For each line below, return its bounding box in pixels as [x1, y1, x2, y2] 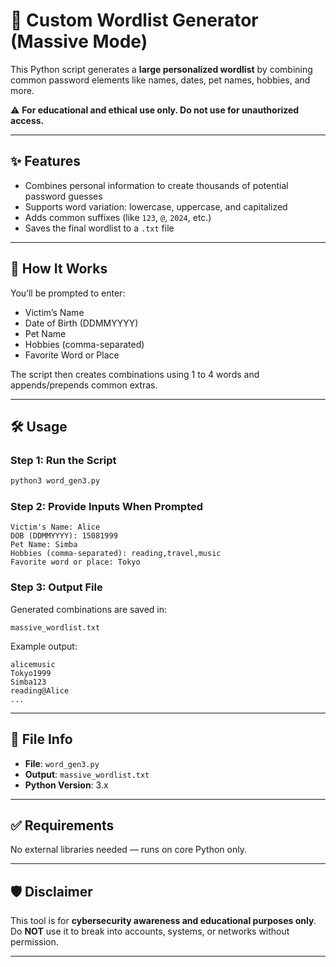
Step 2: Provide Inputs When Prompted [10, 500, 204, 514]
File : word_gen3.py [24, 757, 100, 769]
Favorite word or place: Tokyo [10, 557, 141, 568]
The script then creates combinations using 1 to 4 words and [10, 368, 260, 380]
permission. [10, 936, 59, 948]
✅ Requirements [10, 817, 115, 834]
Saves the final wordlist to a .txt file [24, 222, 175, 234]
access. [10, 114, 45, 126]
